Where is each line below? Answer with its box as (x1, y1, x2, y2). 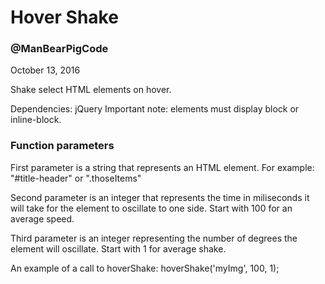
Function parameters (10, 139, 115, 153)
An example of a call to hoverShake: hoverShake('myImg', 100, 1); (10, 262, 280, 274)
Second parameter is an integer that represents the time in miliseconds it (10, 191, 310, 203)
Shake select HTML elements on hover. (10, 84, 172, 96)
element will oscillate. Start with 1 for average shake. (10, 242, 227, 255)
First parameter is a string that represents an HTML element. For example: (10, 161, 315, 173)
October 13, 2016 (10, 64, 81, 76)
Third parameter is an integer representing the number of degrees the (10, 232, 298, 244)
